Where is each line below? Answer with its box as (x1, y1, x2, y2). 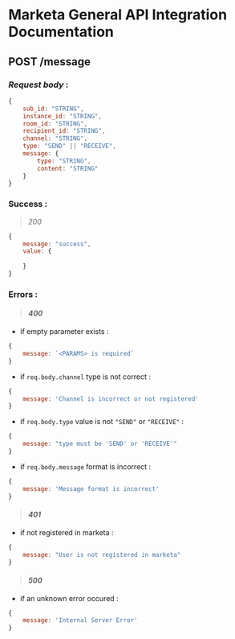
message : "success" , (22, 240, 91, 248)
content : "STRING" (37, 164, 99, 172)
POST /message (8, 55, 91, 68)
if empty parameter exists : (19, 327, 109, 336)
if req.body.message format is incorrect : (19, 461, 152, 472)
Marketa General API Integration (8, 6, 227, 24)
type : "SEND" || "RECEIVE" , (22, 142, 116, 150)
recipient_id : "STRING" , (22, 127, 106, 135)
